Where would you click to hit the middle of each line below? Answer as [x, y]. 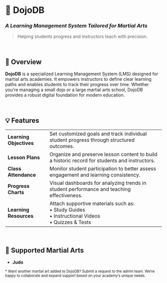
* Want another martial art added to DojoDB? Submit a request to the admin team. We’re [80, 271]
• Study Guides [67, 210]
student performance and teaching [90, 189]
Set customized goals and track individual [98, 134]
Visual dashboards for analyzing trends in [98, 183]
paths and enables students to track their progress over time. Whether [77, 85]
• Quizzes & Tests [70, 222]
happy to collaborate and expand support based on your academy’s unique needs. [75, 276]
